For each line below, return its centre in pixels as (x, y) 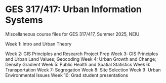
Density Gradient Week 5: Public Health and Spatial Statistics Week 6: (78, 64)
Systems (24, 20)
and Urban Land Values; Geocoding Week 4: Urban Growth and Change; (81, 59)
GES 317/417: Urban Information (73, 9)
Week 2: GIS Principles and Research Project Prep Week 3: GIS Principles (82, 54)
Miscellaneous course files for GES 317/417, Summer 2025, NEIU (72, 34)
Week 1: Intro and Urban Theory (38, 44)
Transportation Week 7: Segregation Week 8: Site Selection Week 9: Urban (83, 70)
